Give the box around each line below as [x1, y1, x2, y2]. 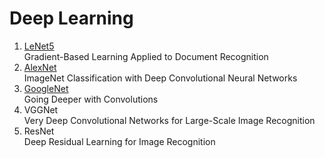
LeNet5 [23, 40, 55, 52]
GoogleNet [23, 82, 69, 94]
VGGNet [23, 103, 59, 116]
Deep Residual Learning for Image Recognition [23, 135, 216, 147]
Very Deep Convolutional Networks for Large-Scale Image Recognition [23, 114, 316, 126]
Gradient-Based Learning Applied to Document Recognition [23, 50, 269, 62]
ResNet [23, 125, 55, 137]
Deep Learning [9, 7, 134, 30]
